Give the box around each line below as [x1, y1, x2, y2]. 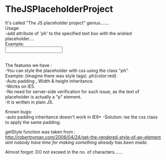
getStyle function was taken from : [5, 129, 76, 135]
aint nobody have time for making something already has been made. [5, 139, 148, 145]
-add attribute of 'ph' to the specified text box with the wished [5, 30, 132, 36]
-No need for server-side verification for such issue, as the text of [5, 88, 140, 95]
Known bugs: [5, 108, 32, 114]
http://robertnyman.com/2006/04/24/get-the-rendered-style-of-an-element [5, 134, 161, 140]
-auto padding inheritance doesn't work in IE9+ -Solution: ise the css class [5, 114, 158, 120]
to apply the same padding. [5, 119, 61, 125]
